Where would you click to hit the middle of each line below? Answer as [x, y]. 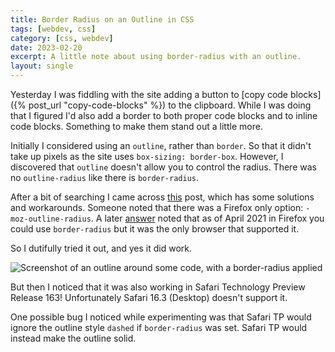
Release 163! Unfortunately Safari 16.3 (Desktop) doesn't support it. [149, 297]
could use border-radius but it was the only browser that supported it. [155, 229]
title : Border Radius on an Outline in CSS [102, 19]
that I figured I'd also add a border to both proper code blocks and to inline [164, 115]
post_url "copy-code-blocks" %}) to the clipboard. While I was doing [170, 105]
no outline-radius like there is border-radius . [105, 177]
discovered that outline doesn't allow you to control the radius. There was [163, 167]
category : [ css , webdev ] [62, 38]
